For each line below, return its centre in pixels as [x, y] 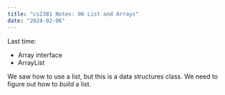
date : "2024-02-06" [36, 21]
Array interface [40, 55]
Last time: [22, 41]
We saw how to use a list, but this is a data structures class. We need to [113, 76]
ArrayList [31, 62]
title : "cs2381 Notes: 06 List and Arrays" [73, 14]
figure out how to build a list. [49, 84]
